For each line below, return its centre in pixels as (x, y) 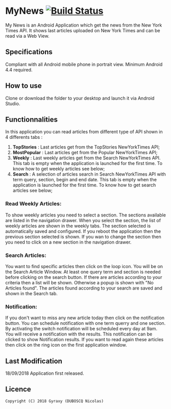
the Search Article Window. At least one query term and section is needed (83, 272)
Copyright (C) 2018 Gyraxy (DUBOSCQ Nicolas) (54, 401)
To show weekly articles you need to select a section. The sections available (86, 215)
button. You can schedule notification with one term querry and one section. (86, 323)
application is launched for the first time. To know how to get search (84, 185)
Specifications (29, 52)
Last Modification (34, 361)
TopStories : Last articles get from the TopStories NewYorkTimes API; (86, 147)
